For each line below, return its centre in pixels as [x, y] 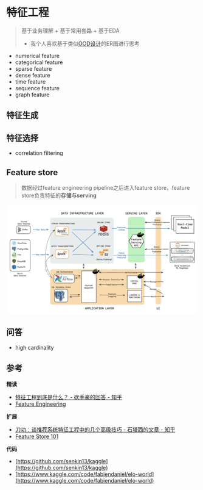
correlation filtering [39, 153]
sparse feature [33, 68]
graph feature [32, 95]
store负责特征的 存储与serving [59, 195]
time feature [30, 81]
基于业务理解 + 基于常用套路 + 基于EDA [70, 31]
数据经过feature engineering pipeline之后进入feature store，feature [105, 187]
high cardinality [34, 347]
